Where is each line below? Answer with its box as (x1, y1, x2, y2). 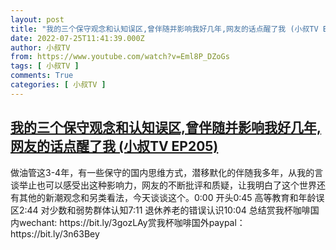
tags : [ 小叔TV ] (10, 61, 80, 71)
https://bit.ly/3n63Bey (10, 227, 100, 240)
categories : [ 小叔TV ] (10, 80, 107, 90)
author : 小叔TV (10, 42, 71, 53)
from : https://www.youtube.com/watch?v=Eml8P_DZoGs (10, 52, 230, 62)
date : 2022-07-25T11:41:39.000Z (10, 33, 145, 43)
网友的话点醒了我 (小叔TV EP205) (10, 138, 219, 155)
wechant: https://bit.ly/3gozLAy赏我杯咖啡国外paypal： (18, 216, 246, 228)
